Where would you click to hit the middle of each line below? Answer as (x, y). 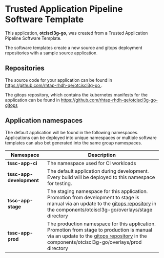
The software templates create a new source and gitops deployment (74, 47)
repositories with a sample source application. (51, 53)
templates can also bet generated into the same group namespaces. (74, 142)
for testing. (60, 183)
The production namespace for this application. (102, 224)
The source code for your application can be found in (59, 80)
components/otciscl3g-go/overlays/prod (94, 242)
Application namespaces (44, 121)
